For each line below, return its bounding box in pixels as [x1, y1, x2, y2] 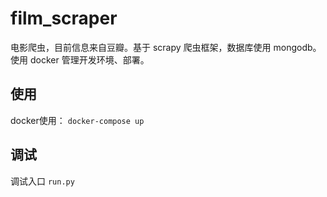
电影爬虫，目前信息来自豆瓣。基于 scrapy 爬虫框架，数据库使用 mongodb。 [10, 41, 322, 53]
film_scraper [10, 7, 118, 30]
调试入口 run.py [10, 175, 75, 187]
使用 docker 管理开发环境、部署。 [10, 53, 150, 66]
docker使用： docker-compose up [10, 114, 145, 126]
